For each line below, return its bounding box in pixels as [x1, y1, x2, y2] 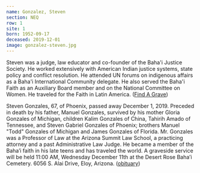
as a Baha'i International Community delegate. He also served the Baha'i [6, 77, 185, 85]
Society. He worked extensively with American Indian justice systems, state [6, 65, 193, 72]
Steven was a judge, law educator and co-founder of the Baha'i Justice [6, 58, 183, 66]
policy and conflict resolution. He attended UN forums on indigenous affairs [6, 71, 193, 79]
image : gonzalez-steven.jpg [6, 43, 77, 49]
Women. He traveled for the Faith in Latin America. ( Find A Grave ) [6, 91, 168, 98]
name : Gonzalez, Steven [6, 8, 66, 15]
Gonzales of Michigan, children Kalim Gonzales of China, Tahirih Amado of [6, 115, 191, 122]
